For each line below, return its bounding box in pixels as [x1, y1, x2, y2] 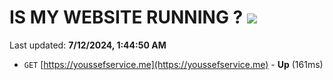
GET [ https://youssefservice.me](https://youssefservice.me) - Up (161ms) [23, 58, 324, 70]
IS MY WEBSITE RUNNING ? [9, 6, 244, 29]
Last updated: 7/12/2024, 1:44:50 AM [9, 39, 167, 51]
